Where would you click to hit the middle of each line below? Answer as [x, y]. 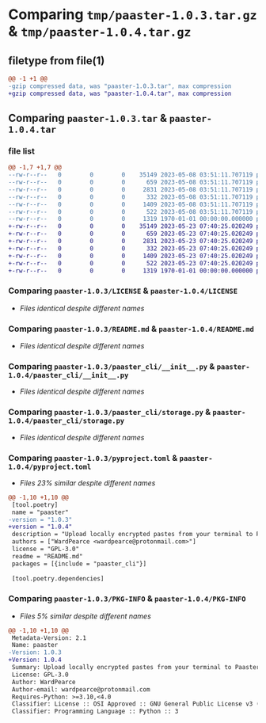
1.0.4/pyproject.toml [50, 466]
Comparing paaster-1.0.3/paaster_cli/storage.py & [110, 412]
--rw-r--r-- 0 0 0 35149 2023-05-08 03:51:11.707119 [131, 175]
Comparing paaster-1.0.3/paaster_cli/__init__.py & [112, 366]
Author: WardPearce [44, 682]
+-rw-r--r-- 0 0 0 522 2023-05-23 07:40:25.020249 [131, 263]
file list [22, 150]
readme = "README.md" [47, 556]
